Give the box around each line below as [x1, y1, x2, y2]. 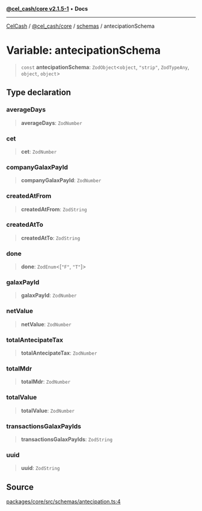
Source [6, 482, 34, 492]
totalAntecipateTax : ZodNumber [20, 349, 97, 357]
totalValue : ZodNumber [20, 407, 75, 414]
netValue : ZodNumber [20, 320, 72, 328]
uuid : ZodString [20, 465, 60, 472]
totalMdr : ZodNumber [20, 378, 71, 386]
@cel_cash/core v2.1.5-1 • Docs [6, 5, 88, 12]
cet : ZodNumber [20, 148, 57, 155]
